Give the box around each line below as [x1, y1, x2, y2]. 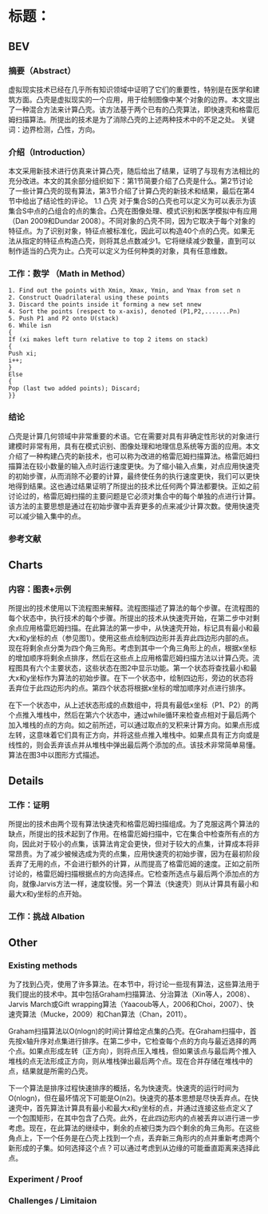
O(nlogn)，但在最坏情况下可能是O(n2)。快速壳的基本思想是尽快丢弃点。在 [8, 1093, 252, 1103]
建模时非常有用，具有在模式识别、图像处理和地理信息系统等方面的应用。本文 [8, 441, 260, 451]
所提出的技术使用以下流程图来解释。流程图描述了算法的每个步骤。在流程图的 [8, 603, 260, 613]
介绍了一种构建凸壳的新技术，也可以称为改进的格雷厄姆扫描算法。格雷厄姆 [8, 451, 253, 460]
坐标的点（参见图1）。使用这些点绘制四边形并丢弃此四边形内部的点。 [30, 633, 254, 643]
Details [8, 774, 44, 787]
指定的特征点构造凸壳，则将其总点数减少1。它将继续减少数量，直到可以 [22, 237, 256, 246]
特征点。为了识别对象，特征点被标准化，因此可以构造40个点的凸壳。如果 [8, 226, 248, 236]
